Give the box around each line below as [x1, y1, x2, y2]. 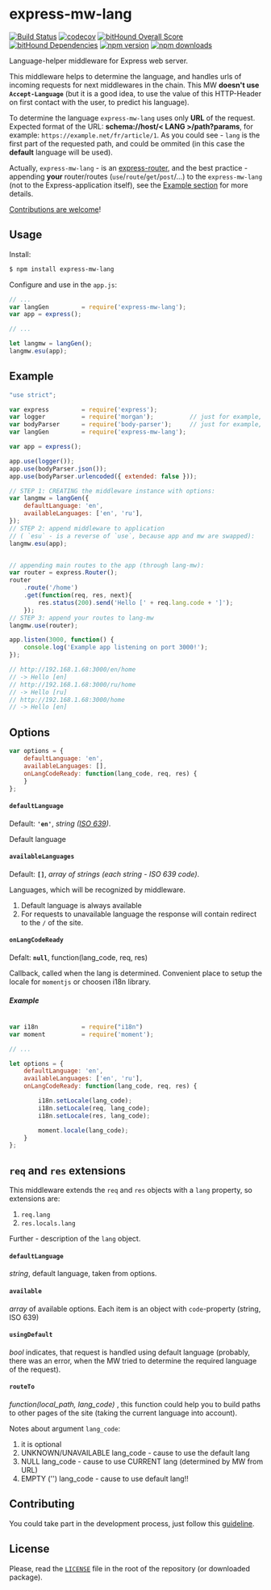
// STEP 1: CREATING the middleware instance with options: [9, 487, 216, 495]
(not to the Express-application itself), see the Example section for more [9, 180, 248, 190]
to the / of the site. [20, 917, 84, 927]
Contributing [9, 1497, 75, 1511]
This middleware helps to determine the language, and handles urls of [9, 71, 242, 81]
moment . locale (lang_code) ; [38, 1126, 129, 1135]
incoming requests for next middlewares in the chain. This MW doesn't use [9, 80, 260, 90]
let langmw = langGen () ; [9, 340, 93, 348]
